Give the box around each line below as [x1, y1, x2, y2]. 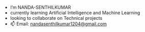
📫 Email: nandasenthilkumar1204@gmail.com [10, 21, 107, 27]
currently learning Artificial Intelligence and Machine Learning [10, 10, 140, 16]
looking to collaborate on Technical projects [10, 15, 103, 21]
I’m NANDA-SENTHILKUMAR [10, 5, 71, 10]
